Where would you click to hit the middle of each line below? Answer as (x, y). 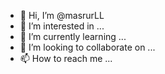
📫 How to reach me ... (66, 58)
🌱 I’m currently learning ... (73, 36)
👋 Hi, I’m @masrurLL (62, 15)
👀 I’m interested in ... (62, 26)
